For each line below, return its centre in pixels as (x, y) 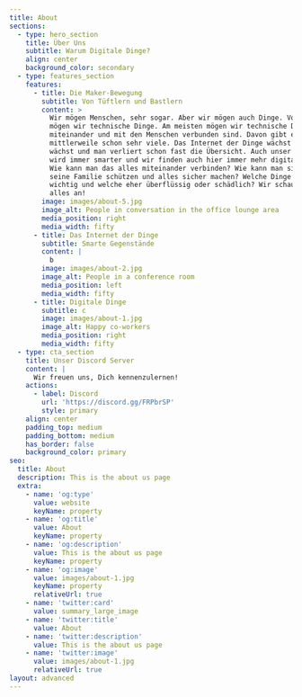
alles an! (68, 193)
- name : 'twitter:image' (72, 653)
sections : (28, 26)
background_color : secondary (80, 68)
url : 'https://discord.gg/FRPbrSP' (108, 402)
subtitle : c (64, 310)
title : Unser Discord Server (80, 361)
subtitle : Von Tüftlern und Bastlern (112, 101)
